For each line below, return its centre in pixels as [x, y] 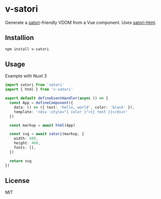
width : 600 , [26, 139]
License [17, 181]
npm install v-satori [27, 49]
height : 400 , [27, 143]
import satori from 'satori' [35, 85]
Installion [20, 38]
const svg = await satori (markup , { [47, 134]
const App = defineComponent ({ [41, 103]
